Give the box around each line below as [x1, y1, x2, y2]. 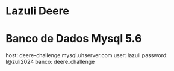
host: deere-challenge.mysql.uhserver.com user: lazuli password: [5, 52, 168, 59]
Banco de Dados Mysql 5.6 [5, 32, 142, 46]
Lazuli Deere [5, 4, 70, 18]
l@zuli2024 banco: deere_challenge [5, 58, 95, 66]
